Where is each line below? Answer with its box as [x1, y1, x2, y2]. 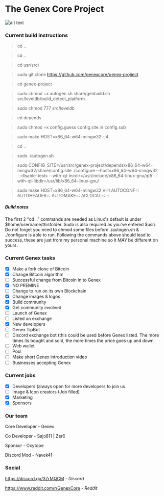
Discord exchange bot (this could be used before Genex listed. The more [12, 332, 159, 338]
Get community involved [12, 304, 62, 310]
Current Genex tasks [5, 255, 55, 261]
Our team [5, 413, 28, 419]
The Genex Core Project [5, 3, 104, 15]
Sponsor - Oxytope [5, 443, 44, 448]
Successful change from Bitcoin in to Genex [12, 277, 101, 283]
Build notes [5, 204, 29, 209]
